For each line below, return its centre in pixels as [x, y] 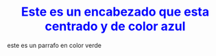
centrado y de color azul [115, 26]
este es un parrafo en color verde [54, 45]
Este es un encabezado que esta [115, 12]
